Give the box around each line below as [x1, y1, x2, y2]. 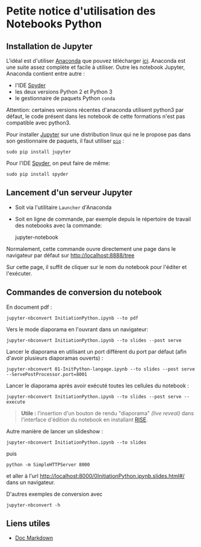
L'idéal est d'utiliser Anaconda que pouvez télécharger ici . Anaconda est [6, 57, 186, 64]
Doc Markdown [14, 534, 54, 542]
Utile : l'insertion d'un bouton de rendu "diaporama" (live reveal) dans [20, 409, 194, 416]
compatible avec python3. [6, 119, 71, 126]
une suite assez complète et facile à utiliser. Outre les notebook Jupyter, [6, 63, 185, 71]
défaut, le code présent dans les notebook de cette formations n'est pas [6, 113, 185, 120]
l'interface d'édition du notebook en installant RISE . [20, 416, 148, 423]
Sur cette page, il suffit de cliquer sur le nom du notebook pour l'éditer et [6, 263, 187, 270]
